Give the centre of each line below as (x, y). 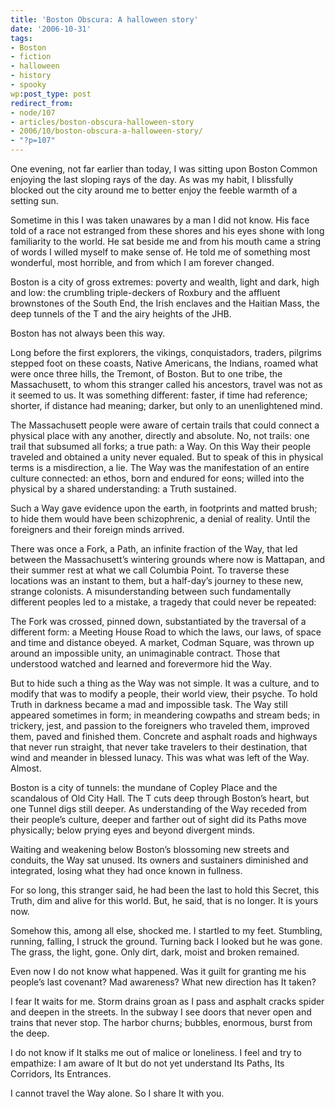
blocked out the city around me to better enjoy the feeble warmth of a (154, 190)
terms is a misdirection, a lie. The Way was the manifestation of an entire (160, 467)
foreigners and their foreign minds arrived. (97, 529)
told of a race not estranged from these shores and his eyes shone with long (167, 230)
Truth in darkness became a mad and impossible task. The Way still (149, 704)
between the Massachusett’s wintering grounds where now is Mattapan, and (167, 559)
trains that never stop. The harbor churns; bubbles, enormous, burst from (161, 1022)
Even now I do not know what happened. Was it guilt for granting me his (158, 971)
